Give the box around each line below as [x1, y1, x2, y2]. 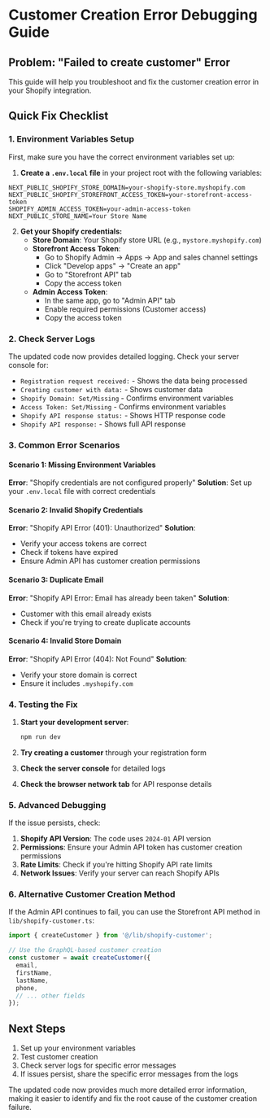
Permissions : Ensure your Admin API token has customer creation [20, 842, 242, 852]
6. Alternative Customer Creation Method [8, 889, 176, 900]
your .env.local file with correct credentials [8, 487, 156, 496]
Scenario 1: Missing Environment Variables [8, 460, 156, 469]
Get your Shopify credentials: [20, 226, 123, 236]
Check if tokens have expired [20, 548, 119, 557]
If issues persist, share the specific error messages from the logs [20, 1069, 238, 1079]
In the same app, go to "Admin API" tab [44, 295, 176, 305]
